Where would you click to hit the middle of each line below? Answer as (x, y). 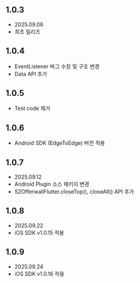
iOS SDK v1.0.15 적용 (39, 232)
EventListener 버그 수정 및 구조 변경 (57, 66)
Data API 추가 (31, 74)
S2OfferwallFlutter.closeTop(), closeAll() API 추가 (74, 192)
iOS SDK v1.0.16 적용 (39, 273)
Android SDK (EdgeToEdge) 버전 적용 (60, 143)
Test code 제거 (32, 109)
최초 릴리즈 (27, 31)
